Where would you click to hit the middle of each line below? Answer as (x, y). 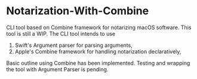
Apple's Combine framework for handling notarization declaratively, (98, 51)
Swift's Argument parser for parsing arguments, (73, 45)
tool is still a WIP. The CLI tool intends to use (61, 33)
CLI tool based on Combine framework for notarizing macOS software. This (99, 27)
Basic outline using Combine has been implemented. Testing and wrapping (98, 63)
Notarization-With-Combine (78, 11)
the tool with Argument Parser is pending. (57, 69)
